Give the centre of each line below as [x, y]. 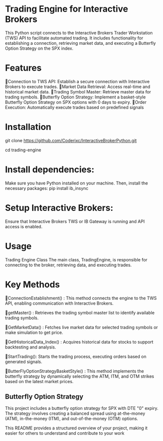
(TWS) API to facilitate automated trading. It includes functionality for [74, 38]
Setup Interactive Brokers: [59, 208]
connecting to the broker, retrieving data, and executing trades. [68, 265]
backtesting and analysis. [31, 347]
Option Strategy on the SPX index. [39, 48]
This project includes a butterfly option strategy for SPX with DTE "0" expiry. [82, 408]
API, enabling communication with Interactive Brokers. [59, 303]
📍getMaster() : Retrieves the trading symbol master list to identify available [80, 312]
